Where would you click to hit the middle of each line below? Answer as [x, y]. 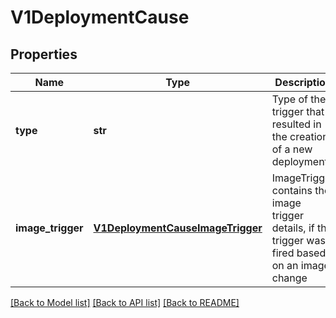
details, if [293, 228]
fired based [299, 253]
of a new [292, 149]
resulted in [296, 124]
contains [292, 190]
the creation [300, 136]
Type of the [299, 99]
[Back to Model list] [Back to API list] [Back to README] [125, 302]
